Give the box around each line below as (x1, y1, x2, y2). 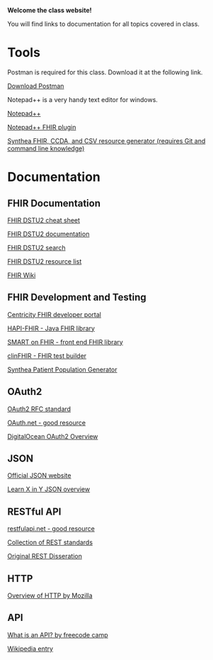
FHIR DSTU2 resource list (7, 257, 82, 265)
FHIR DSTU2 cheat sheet (7, 216, 80, 224)
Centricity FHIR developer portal (7, 310, 101, 318)
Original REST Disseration (7, 552, 83, 561)
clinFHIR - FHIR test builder (7, 351, 87, 360)
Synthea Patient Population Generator (7, 365, 118, 374)
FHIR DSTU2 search (7, 243, 66, 252)
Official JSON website (7, 471, 71, 480)
